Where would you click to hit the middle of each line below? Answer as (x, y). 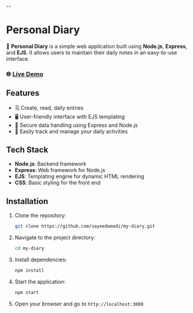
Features (23, 93)
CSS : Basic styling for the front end (58, 183)
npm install (29, 271)
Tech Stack (27, 150)
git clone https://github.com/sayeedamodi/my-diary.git (85, 226)
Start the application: (40, 281)
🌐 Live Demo (25, 74)
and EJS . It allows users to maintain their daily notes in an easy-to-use (92, 52)
